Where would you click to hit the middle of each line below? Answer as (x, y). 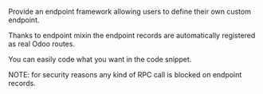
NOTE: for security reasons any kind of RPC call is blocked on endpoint (125, 74)
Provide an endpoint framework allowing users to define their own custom (130, 12)
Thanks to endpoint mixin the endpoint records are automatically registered (132, 35)
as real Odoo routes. (42, 44)
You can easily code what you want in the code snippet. (100, 59)
